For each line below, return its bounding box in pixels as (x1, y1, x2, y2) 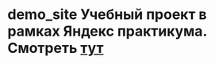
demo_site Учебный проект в (7, 6, 207, 24)
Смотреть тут (7, 40, 104, 57)
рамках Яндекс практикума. (7, 22, 208, 40)
